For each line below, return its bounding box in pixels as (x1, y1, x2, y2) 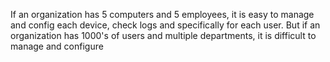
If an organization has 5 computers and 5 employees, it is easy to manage (10, 9, 315, 20)
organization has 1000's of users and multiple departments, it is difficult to (10, 30, 317, 41)
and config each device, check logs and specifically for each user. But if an (10, 19, 321, 31)
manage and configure (10, 40, 104, 52)
